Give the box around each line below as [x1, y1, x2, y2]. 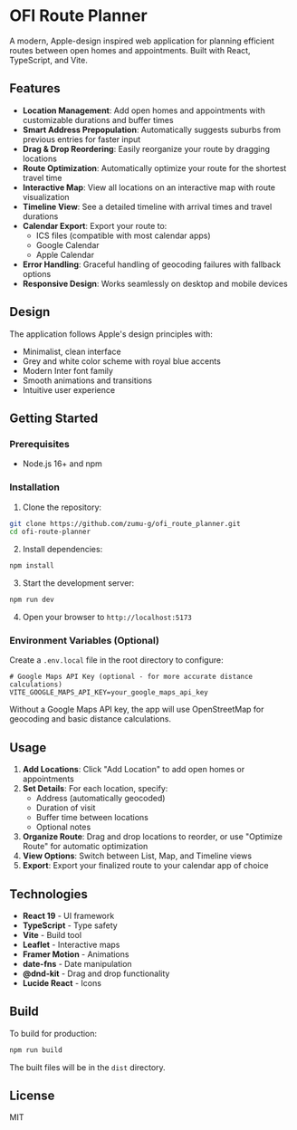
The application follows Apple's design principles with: [9, 328, 213, 340]
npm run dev [9, 595, 54, 605]
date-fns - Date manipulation [22, 958, 133, 969]
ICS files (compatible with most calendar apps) [35, 230, 211, 241]
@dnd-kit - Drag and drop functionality [22, 968, 170, 979]
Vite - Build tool [22, 929, 82, 940]
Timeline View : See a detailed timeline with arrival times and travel [22, 201, 273, 212]
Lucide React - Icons [22, 977, 102, 988]
